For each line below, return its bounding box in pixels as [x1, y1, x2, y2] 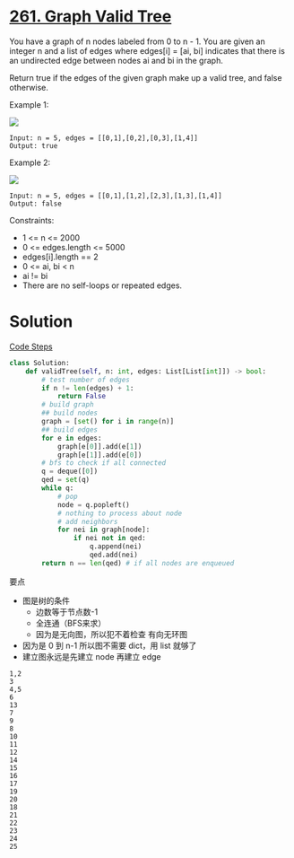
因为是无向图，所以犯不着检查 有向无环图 [35, 628, 188, 639]
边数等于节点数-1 [35, 606, 99, 617]
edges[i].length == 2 [22, 251, 99, 262]
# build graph [41, 400, 94, 409]
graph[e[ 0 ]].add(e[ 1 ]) [56, 442, 143, 451]
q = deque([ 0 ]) [41, 467, 99, 477]
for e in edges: [41, 433, 102, 442]
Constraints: [9, 214, 55, 225]
